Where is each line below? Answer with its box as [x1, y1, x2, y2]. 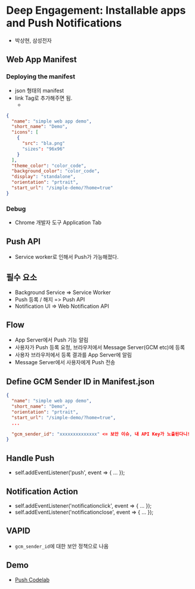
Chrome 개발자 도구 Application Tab [14, 219, 101, 226]
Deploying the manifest [6, 72, 76, 81]
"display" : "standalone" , [11, 174, 76, 180]
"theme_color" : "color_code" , [11, 163, 86, 169]
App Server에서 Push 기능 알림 [14, 336, 89, 344]
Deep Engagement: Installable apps [6, 4, 186, 17]
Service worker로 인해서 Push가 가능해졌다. [14, 253, 119, 260]
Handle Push [6, 453, 55, 463]
